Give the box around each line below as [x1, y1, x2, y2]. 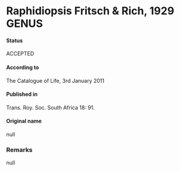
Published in [6, 91, 38, 98]
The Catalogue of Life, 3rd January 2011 [6, 77, 104, 84]
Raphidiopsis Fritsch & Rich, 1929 [6, 4, 175, 18]
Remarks [6, 145, 33, 154]
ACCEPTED [6, 50, 35, 57]
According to [6, 64, 39, 71]
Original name [6, 117, 42, 125]
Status [6, 37, 23, 44]
